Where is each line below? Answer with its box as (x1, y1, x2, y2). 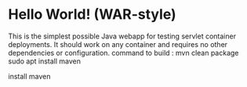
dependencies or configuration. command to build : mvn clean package (8, 48, 239, 57)
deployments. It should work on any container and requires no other (8, 39, 228, 49)
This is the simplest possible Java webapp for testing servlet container (8, 31, 237, 41)
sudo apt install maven (8, 56, 81, 66)
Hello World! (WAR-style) (8, 5, 176, 24)
